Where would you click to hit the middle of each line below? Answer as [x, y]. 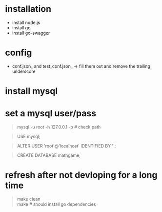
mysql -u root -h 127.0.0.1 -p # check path [59, 127]
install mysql [31, 91]
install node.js [26, 22]
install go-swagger [31, 33]
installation [28, 9]
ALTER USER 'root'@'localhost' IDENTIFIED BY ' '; [66, 146]
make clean [29, 199]
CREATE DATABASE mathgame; [49, 155]
